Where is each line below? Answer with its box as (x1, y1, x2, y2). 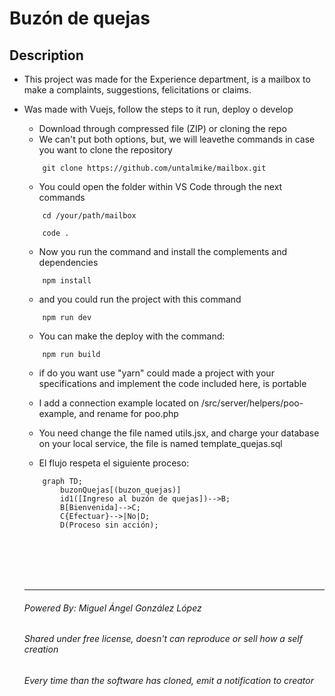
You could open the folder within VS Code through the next (38, 181, 283, 192)
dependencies (38, 257, 99, 268)
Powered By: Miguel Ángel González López (23, 602, 202, 614)
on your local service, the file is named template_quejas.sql (38, 438, 283, 449)
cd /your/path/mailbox (42, 211, 137, 221)
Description (9, 47, 84, 64)
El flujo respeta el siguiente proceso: (38, 457, 190, 469)
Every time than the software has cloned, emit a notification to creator (23, 674, 314, 686)
